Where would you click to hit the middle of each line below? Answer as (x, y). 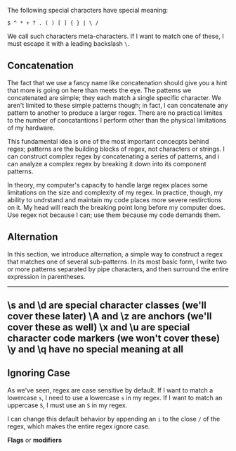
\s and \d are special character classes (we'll (107, 305)
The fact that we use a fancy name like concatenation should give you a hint (117, 82)
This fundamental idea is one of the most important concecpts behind (108, 141)
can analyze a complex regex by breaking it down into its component (107, 163)
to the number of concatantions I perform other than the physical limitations (117, 120)
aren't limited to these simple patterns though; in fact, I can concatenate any (118, 105)
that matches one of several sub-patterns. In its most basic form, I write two (117, 261)
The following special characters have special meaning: (88, 10)
